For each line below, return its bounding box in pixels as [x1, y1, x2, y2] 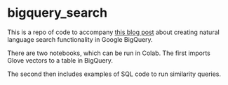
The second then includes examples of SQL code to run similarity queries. [7, 70, 222, 78]
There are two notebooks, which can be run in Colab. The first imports [7, 49, 210, 57]
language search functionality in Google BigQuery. [7, 35, 153, 43]
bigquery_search [7, 5, 108, 21]
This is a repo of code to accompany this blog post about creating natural [7, 28, 220, 36]
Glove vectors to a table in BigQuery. [7, 56, 114, 64]
